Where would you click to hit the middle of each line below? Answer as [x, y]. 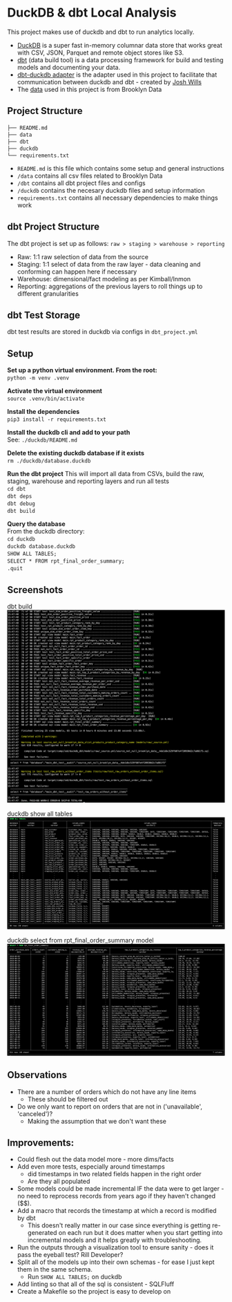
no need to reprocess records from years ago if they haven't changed [116, 1196]
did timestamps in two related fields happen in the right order [114, 1174]
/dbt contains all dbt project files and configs [81, 183]
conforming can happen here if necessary [77, 272]
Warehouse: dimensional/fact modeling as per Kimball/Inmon [104, 279]
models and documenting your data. [69, 67]
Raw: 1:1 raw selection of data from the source [83, 256]
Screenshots [35, 590]
